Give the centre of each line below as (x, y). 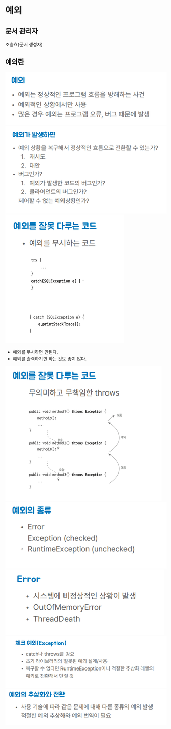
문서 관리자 (22, 31)
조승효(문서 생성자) (24, 44)
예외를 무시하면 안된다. (35, 352)
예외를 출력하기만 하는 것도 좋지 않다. (50, 358)
